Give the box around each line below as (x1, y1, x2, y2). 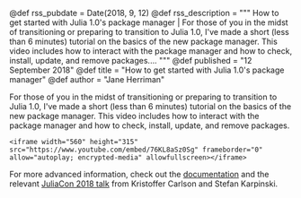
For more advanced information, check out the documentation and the (9, 169, 270, 179)
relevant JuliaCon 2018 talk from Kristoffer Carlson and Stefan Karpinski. (9, 178, 279, 189)
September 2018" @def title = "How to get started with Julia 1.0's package (9, 65, 285, 75)
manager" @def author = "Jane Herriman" (9, 74, 165, 84)
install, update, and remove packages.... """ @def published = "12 (9, 56, 252, 65)
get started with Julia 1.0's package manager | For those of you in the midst (9, 17, 289, 28)
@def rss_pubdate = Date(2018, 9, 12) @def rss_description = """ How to (9, 8, 279, 18)
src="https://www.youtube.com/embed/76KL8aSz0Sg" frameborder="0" (9, 145, 263, 154)
